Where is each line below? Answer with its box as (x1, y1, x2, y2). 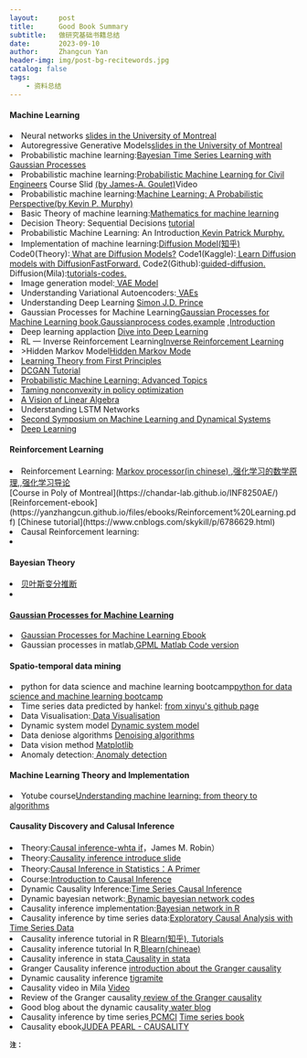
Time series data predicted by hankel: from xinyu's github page (21, 700, 259, 711)
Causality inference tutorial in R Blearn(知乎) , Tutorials (21, 934, 224, 945)
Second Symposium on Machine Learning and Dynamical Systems (21, 413, 271, 424)
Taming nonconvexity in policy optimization (21, 384, 185, 395)
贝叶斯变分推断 (21, 578, 78, 590)
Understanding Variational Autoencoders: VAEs (21, 287, 199, 298)
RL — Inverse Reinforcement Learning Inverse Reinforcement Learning (21, 336, 285, 347)
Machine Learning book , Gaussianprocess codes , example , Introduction (9, 316, 276, 327)
